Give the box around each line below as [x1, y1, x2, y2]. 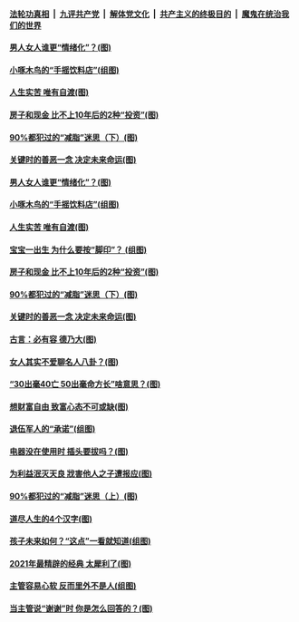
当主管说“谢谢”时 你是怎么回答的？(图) [9, 603, 153, 614]
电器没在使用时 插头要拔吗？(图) [9, 445, 129, 457]
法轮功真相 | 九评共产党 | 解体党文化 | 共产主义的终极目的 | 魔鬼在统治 [9, 8, 282, 19]
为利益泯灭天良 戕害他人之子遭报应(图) [9, 468, 152, 480]
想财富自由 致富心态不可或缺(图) [9, 401, 129, 412]
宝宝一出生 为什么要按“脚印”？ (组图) [9, 244, 148, 255]
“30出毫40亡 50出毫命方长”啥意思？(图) [9, 379, 161, 390]
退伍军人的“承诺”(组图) [9, 423, 96, 434]
